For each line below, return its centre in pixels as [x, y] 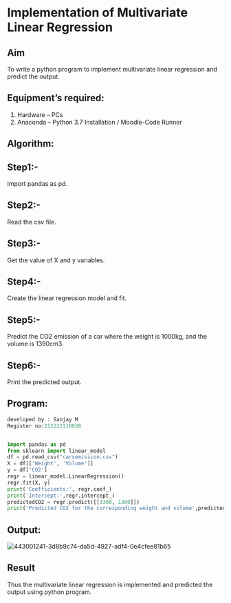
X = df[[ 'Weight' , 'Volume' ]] [51, 464]
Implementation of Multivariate [97, 13]
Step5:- [24, 320]
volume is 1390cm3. [35, 344]
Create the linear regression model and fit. [67, 298]
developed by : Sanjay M [43, 419]
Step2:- [24, 205]
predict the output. [33, 76]
